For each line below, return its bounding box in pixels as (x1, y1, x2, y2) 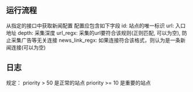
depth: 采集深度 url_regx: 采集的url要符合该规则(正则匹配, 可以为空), (17, 29, 181, 36)
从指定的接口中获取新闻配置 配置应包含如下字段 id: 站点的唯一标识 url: (6, 22, 174, 29)
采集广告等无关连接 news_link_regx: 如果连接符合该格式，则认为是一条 (11, 37, 181, 44)
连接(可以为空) (11, 44, 46, 51)
